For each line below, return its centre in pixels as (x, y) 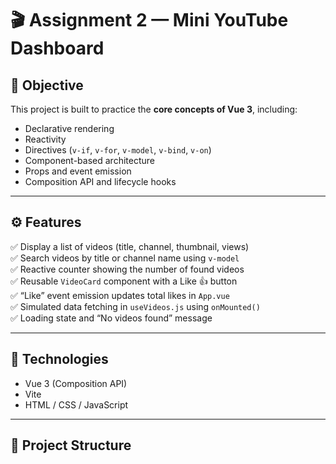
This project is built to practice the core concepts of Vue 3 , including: (154, 109)
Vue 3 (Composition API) (76, 383)
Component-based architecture (89, 160)
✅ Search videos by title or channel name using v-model (125, 258)
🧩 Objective (47, 85)
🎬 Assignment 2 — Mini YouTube (149, 20)
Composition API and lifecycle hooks (100, 181)
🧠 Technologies (59, 359)
